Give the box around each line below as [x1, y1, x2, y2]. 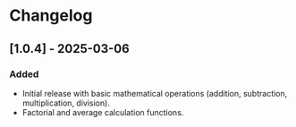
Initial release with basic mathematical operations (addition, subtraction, [21, 88, 288, 98]
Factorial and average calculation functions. [21, 106, 184, 117]
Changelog [9, 5, 93, 26]
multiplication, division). [21, 97, 110, 108]
